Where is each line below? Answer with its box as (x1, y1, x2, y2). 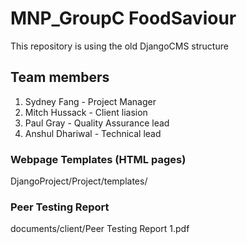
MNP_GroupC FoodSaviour (10, 7, 237, 30)
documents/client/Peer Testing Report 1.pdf (10, 223, 190, 235)
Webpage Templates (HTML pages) (10, 152, 187, 166)
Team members (10, 69, 110, 86)
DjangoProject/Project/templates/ (10, 175, 148, 187)
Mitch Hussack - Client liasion (24, 106, 148, 118)
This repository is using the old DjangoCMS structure (10, 40, 229, 52)
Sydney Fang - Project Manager (24, 95, 157, 107)
